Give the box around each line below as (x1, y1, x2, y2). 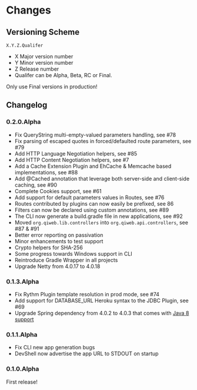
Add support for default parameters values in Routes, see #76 (14, 194, 165, 201)
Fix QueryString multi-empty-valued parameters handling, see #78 (14, 131, 176, 138)
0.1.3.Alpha (6, 277, 39, 286)
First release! (6, 378, 38, 385)
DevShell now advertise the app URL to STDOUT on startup (14, 350, 159, 357)
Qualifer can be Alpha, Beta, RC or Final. (14, 72, 112, 78)
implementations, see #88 (14, 168, 78, 176)
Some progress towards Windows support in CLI (14, 250, 132, 257)
